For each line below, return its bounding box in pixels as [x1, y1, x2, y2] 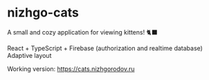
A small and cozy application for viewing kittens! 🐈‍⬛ [7, 28, 158, 36]
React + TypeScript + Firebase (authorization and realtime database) [7, 43, 203, 52]
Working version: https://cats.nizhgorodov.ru [7, 64, 135, 73]
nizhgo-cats [7, 5, 80, 21]
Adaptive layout [7, 51, 52, 59]
